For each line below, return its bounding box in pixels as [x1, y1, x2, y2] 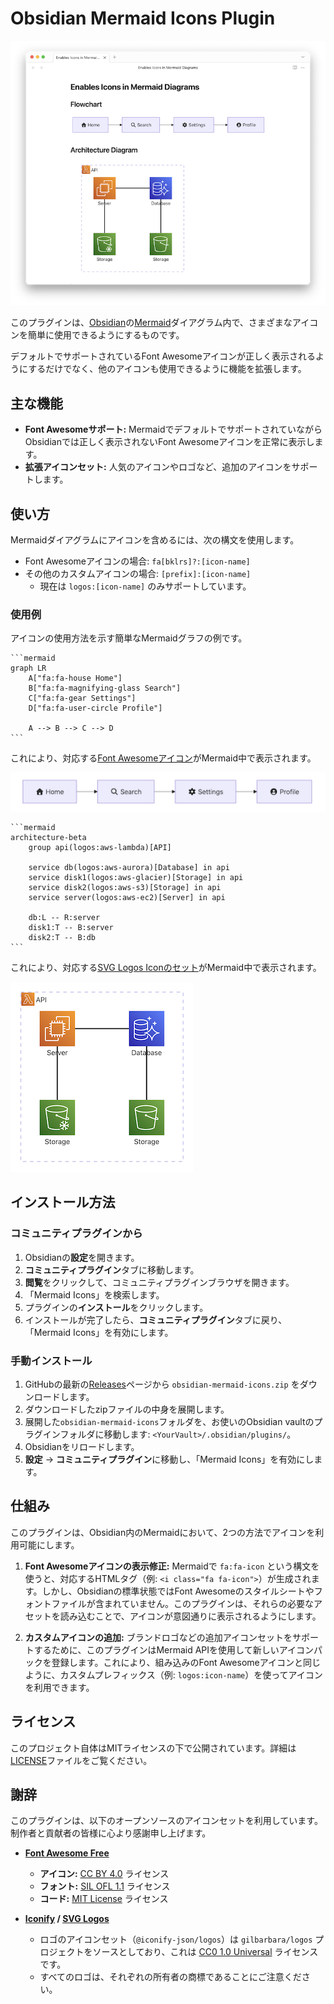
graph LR [10, 663, 47, 674]
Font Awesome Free [24, 1847, 110, 1859]
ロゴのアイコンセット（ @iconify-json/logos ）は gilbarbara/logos [39, 1933, 313, 1946]
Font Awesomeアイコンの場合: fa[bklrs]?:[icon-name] [24, 555, 251, 567]
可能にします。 [18, 1538, 80, 1551]
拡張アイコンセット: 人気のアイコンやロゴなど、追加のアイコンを [24, 461, 292, 473]
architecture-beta [10, 833, 87, 843]
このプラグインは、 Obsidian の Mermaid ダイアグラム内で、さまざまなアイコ [10, 317, 319, 329]
